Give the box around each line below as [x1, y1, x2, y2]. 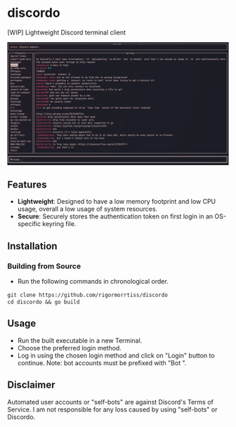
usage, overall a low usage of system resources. [17, 205, 158, 213]
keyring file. [41, 220, 77, 228]
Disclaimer [7, 379, 55, 391]
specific [17, 220, 41, 228]
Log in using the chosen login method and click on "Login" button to [17, 351, 216, 360]
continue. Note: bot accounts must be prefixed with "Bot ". [17, 358, 187, 367]
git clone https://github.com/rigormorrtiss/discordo [7, 291, 169, 298]
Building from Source [7, 261, 81, 271]
